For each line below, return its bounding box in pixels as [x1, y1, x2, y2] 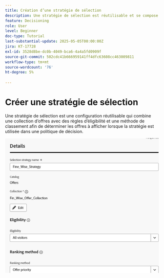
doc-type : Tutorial [5, 34, 45, 39]
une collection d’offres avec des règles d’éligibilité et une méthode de [5, 118, 145, 124]
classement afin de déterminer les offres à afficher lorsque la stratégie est [5, 123, 154, 129]
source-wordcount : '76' [5, 65, 54, 69]
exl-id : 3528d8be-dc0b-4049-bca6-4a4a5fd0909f [5, 49, 102, 54]
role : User [5, 23, 27, 28]
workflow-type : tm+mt [5, 59, 49, 65]
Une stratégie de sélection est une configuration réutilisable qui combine [5, 113, 151, 118]
